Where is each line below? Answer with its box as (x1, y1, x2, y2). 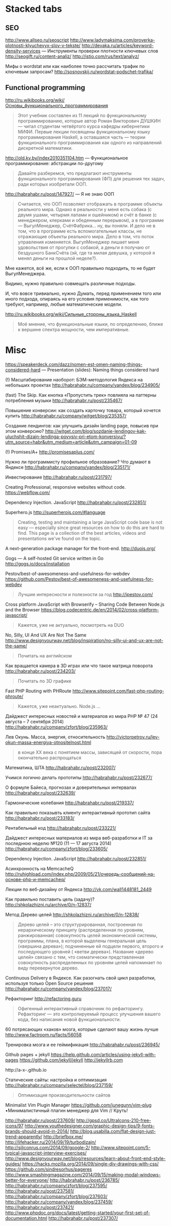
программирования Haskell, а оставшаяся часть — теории (17, 134, 146, 140)
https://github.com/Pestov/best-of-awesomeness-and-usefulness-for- (5, 576, 154, 582)
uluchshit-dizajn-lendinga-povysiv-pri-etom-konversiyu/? (5, 433, 126, 440)
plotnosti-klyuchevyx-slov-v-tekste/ (5, 42, 81, 49)
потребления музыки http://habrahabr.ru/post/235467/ (5, 397, 123, 403)
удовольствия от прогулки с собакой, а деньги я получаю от (17, 244, 150, 251)
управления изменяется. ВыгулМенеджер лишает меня (17, 239, 139, 245)
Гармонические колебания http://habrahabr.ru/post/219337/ (5, 800, 134, 806)
